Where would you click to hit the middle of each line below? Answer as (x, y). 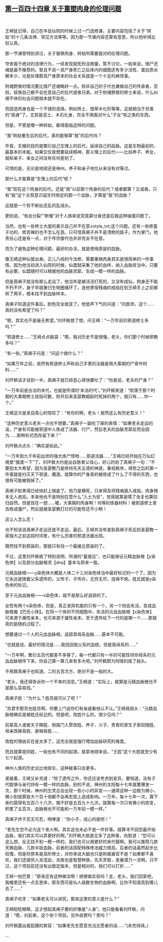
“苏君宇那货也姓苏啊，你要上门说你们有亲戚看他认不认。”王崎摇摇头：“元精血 (81, 708)
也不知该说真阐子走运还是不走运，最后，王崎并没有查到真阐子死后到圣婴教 (79, 529)
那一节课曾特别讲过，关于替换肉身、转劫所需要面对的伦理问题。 (69, 53)
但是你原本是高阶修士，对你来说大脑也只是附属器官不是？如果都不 (83, 853)
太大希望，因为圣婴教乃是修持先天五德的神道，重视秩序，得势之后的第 (83, 468)
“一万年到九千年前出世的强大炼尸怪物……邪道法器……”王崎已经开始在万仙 (78, 456)
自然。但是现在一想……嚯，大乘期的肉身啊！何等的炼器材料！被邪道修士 (81, 503)
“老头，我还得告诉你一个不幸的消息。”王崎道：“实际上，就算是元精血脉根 (77, 681)
